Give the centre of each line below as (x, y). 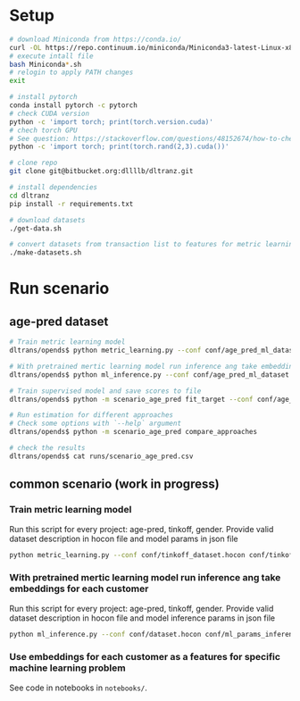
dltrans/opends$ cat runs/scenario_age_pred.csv (101, 456)
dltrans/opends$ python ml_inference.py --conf (100, 375)
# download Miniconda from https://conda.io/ (95, 39)
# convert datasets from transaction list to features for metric (135, 245)
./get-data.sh (36, 229)
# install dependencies (54, 188)
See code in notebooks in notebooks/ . (78, 688)
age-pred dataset (59, 321)
